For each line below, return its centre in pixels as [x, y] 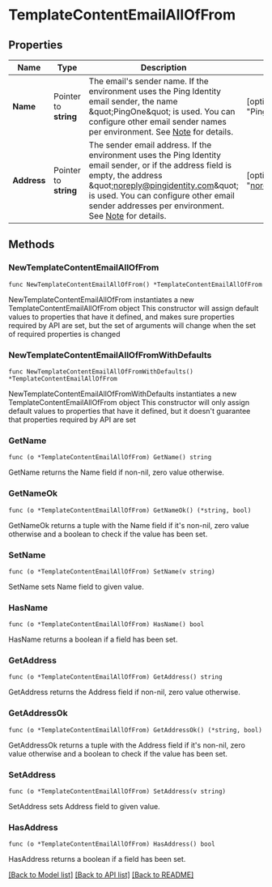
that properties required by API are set [72, 420]
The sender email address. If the [150, 145]
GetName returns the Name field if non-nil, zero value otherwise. [117, 472]
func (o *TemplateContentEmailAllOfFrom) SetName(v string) [112, 571]
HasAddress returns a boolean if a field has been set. [97, 859]
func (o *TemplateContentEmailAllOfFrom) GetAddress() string [115, 677]
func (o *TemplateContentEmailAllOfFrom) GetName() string [110, 458]
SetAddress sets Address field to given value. [84, 807]
